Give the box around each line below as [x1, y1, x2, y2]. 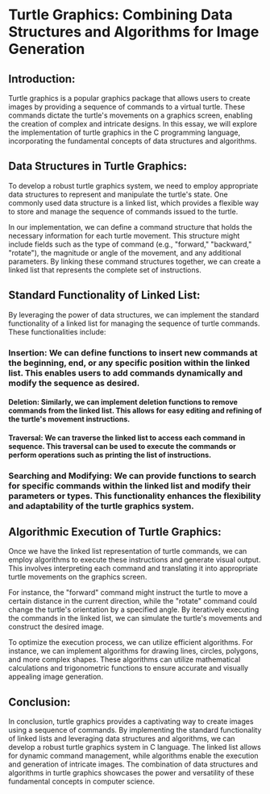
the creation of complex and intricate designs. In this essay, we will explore [8, 119, 258, 128]
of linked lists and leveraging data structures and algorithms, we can [8, 734, 235, 743]
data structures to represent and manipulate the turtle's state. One [8, 189, 228, 199]
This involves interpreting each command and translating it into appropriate [8, 563, 258, 573]
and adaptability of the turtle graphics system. [8, 500, 195, 511]
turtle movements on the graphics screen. [8, 572, 147, 582]
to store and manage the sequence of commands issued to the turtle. [8, 206, 239, 216]
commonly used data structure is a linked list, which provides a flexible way [8, 197, 260, 207]
